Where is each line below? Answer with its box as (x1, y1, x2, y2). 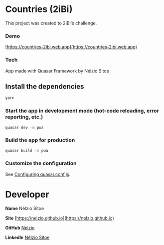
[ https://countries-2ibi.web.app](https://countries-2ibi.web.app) (5, 44, 137, 50)
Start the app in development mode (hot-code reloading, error (5, 107, 159, 114)
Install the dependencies (5, 82, 84, 90)
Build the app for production (5, 136, 75, 143)
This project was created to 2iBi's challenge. (5, 20, 97, 26)
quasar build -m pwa (5, 148, 49, 153)
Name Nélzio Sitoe (5, 205, 44, 211)
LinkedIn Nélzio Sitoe (5, 234, 50, 240)
